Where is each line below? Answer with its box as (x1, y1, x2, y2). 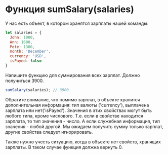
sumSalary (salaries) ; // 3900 (5, 87, 69, 92)
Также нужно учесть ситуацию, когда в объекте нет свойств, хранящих (5, 138, 161, 145)
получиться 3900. (5, 77, 44, 84)
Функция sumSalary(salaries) (5, 4, 134, 15)
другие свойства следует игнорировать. (5, 129, 93, 135)
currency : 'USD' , (10, 54, 47, 59)
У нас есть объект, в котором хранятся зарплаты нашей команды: (5, 20, 149, 26)
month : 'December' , (10, 49, 51, 54)
